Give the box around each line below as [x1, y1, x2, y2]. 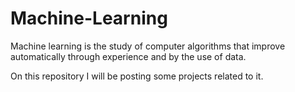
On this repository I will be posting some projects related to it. [10, 70, 264, 82]
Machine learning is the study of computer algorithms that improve [10, 40, 286, 52]
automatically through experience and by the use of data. [10, 50, 247, 62]
